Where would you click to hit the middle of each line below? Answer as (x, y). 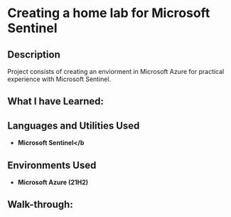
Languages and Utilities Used (74, 126)
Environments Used (52, 165)
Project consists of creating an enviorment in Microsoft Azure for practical (116, 72)
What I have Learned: (56, 101)
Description (34, 54)
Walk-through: (40, 205)
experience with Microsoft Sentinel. (59, 79)
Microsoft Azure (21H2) (53, 182)
